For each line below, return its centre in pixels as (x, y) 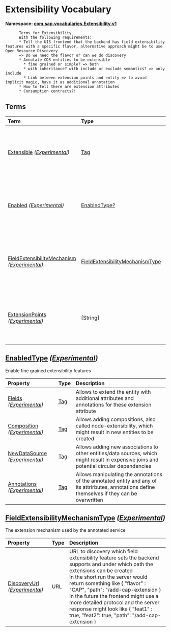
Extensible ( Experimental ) (39, 152)
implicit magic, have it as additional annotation (60, 82)
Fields (15, 398)
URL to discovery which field (104, 552)
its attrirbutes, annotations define (115, 487)
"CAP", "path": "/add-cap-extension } (115, 590)
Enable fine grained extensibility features (48, 370)
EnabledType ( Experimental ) (52, 358)
